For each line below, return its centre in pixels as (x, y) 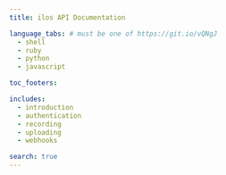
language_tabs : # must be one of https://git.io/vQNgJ (113, 33)
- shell (32, 42)
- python (33, 59)
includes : (28, 99)
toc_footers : (33, 83)
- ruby (29, 50)
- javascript (42, 67)
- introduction (46, 107)
